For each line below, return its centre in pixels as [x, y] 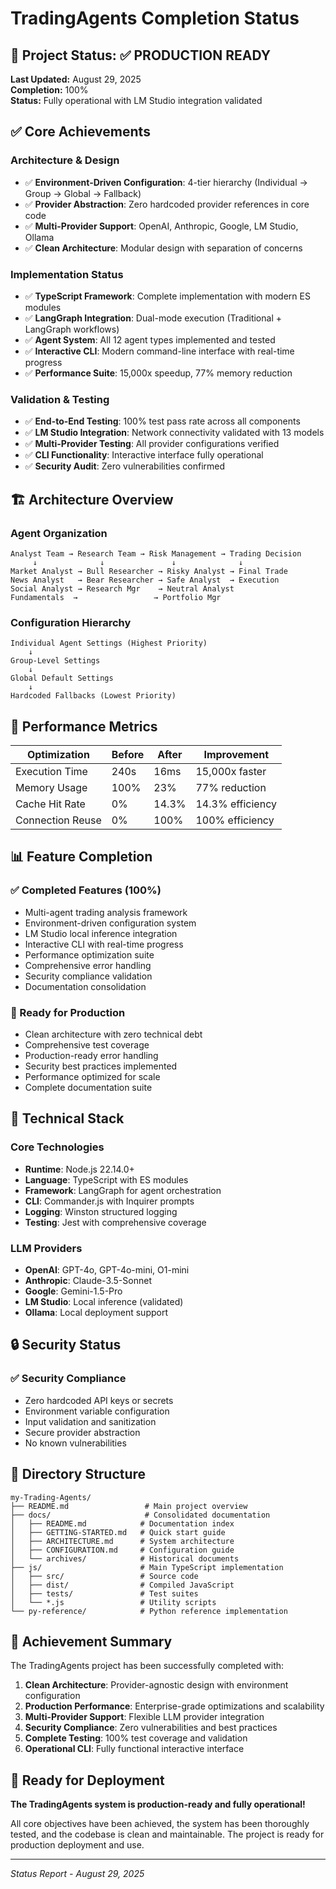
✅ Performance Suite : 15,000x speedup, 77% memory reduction [158, 373]
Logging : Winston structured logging [101, 1211]
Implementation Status [67, 274]
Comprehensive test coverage [87, 1045]
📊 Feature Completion [81, 857]
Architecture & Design [65, 160]
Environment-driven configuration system [110, 923]
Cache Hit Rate [50, 804]
